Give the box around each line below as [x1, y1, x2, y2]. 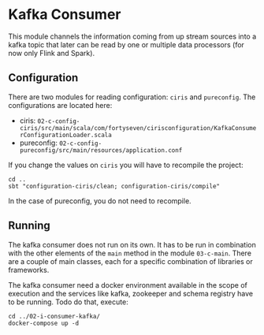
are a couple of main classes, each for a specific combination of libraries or [8, 256, 254, 266]
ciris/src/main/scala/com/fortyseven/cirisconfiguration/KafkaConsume [19, 124, 257, 132]
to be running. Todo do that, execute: [8, 297, 128, 307]
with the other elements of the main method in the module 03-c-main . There [8, 248, 252, 258]
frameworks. [8, 265, 50, 274]
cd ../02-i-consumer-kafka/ [8, 312, 101, 320]
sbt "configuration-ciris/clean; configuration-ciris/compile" [8, 182, 221, 190]
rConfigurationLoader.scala [19, 131, 112, 139]
